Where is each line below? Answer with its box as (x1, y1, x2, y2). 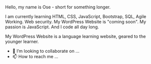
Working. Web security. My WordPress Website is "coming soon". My (5, 19, 147, 24)
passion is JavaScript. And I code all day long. (5, 24, 99, 30)
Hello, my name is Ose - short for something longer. (5, 4, 111, 10)
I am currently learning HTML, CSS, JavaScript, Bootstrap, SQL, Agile (5, 14, 147, 19)
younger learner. (5, 39, 39, 44)
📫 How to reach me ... (12, 54, 58, 59)
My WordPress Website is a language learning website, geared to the (5, 34, 146, 39)
